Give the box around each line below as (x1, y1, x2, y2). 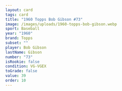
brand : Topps (5, 36, 33, 41)
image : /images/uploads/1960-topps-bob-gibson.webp (5, 21, 117, 27)
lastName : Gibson (5, 50, 42, 55)
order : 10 (5, 78, 26, 83)
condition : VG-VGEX (5, 64, 47, 69)
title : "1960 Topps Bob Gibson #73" (5, 17, 83, 22)
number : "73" (5, 54, 33, 60)
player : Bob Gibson (5, 45, 47, 50)
